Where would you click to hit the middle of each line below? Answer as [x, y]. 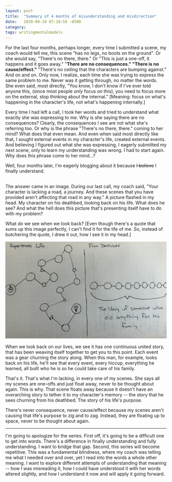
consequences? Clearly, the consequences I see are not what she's [77, 123]
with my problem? [24, 214]
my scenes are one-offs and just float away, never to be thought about [80, 384]
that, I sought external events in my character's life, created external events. [85, 139]
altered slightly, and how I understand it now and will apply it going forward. [85, 474]
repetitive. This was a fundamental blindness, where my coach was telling [83, 452]
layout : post [19, 11]
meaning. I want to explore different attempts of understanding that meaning [86, 463]
